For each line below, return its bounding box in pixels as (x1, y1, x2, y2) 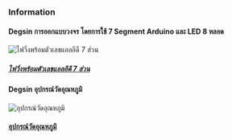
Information (8, 6, 56, 18)
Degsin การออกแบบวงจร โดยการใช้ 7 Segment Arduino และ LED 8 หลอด (8, 27, 224, 36)
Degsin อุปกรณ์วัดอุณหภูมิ (8, 84, 83, 94)
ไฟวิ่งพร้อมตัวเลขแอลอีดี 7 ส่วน (8, 64, 90, 73)
